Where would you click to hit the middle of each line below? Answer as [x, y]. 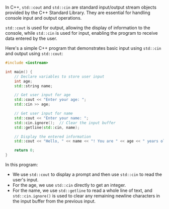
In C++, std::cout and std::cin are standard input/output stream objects [81, 7]
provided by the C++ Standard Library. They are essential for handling [78, 13]
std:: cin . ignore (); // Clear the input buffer [65, 123]
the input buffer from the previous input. [54, 201]
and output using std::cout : [34, 53]
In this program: [22, 165]
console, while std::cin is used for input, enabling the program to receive [81, 33]
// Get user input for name [44, 113]
